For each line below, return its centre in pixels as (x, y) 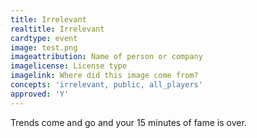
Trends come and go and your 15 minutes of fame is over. (128, 122)
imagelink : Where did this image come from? (104, 76)
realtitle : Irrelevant (57, 29)
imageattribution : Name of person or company (106, 57)
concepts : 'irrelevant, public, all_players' (106, 85)
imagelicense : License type (69, 66)
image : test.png (44, 47)
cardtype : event (44, 38)
